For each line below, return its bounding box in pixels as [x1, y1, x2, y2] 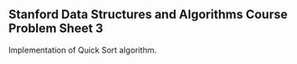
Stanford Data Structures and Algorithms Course [8, 7, 288, 22]
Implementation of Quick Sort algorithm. [8, 44, 157, 55]
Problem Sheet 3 [8, 21, 104, 36]
